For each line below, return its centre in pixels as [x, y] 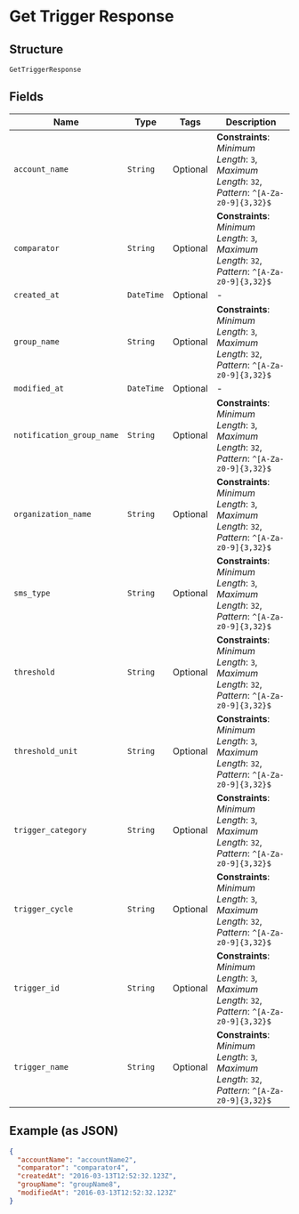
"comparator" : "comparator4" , [73, 1168]
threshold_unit [46, 751]
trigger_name [41, 1067]
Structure [36, 49]
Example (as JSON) [64, 1131]
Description [251, 122]
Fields [27, 97]
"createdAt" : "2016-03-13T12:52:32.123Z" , [97, 1177]
